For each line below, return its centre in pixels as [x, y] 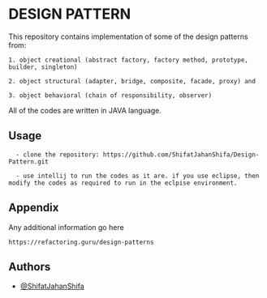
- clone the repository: [58, 155]
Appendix [34, 208]
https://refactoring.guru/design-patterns [81, 242]
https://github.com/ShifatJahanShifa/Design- [181, 155]
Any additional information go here [66, 227]
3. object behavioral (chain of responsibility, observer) [110, 95]
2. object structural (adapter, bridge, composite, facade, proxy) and [132, 81]
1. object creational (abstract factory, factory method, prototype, [129, 60]
